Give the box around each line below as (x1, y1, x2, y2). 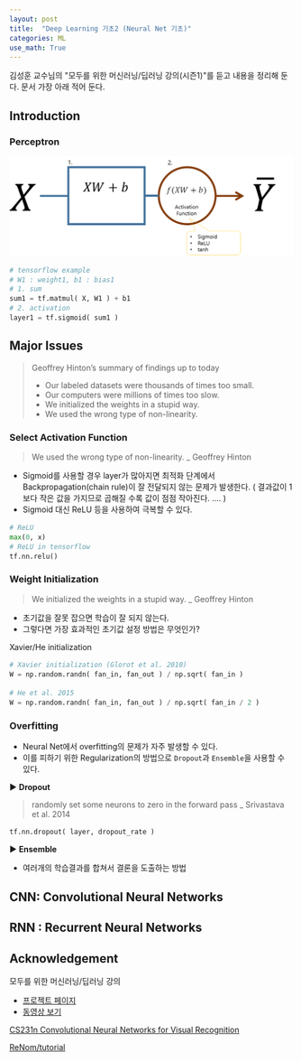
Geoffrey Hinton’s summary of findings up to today (31, 362, 220, 373)
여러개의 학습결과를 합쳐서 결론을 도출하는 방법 (22, 862, 187, 873)
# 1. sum (9, 284, 42, 293)
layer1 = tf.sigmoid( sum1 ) (9, 313, 119, 322)
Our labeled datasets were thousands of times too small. (44, 379, 255, 390)
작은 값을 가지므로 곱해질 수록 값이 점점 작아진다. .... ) (39, 493, 227, 503)
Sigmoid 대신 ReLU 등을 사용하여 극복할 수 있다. (22, 504, 193, 515)
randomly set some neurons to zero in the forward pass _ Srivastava (31, 799, 285, 810)
